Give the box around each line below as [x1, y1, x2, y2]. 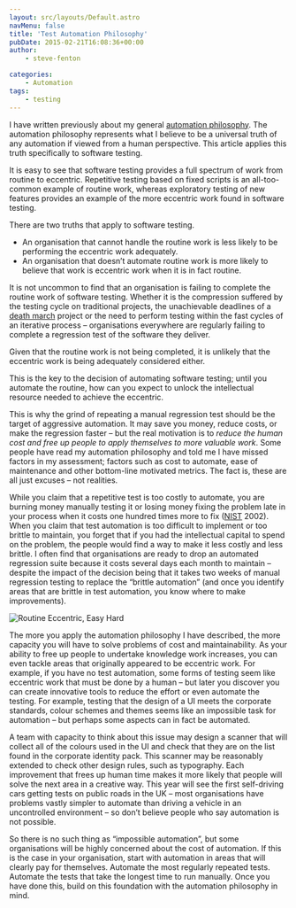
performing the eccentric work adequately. [21, 245, 178, 257]
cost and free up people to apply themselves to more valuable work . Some [9, 437, 282, 447]
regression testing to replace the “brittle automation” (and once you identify [9, 577, 285, 587]
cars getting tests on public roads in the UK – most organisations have [9, 788, 264, 798]
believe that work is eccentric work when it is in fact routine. [21, 265, 241, 276]
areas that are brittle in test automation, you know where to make [9, 586, 246, 596]
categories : [9, 70, 53, 80]
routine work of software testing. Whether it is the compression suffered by [9, 291, 284, 302]
